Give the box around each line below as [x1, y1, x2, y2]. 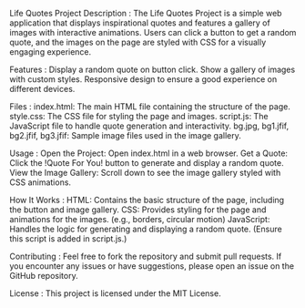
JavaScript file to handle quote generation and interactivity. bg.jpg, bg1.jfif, [9, 120, 290, 131]
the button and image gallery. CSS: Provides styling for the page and [9, 204, 267, 215]
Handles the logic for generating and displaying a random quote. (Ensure [9, 223, 282, 234]
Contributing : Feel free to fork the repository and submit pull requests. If [9, 251, 282, 262]
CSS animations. [9, 177, 71, 188]
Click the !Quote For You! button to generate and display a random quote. [9, 158, 284, 168]
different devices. [9, 84, 76, 94]
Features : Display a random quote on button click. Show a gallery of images [9, 64, 296, 75]
